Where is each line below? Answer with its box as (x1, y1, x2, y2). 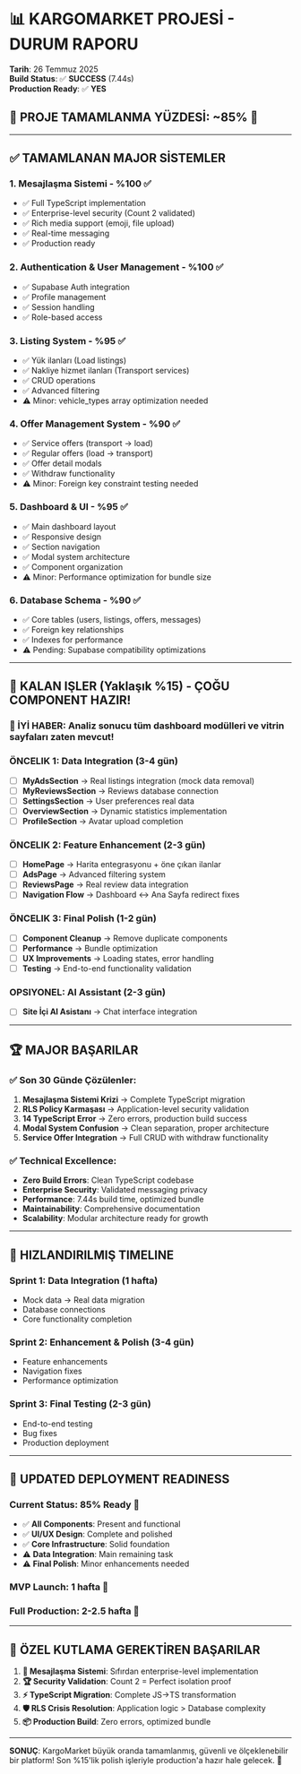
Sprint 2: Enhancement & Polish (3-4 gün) (9, 1336, 194, 1348)
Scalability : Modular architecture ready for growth (21, 1213, 209, 1224)
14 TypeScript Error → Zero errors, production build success (21, 1113, 248, 1124)
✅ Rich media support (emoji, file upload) (21, 218, 175, 228)
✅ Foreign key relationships (21, 624, 125, 634)
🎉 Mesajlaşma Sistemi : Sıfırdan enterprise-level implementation (21, 1666, 259, 1677)
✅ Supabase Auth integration (21, 281, 130, 292)
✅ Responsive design (21, 531, 102, 542)
